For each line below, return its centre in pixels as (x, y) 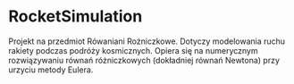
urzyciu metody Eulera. (51, 70)
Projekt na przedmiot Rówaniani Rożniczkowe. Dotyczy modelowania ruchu (147, 41)
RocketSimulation (76, 17)
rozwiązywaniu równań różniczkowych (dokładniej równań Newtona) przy (144, 60)
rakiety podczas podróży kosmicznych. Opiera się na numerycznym (133, 50)
